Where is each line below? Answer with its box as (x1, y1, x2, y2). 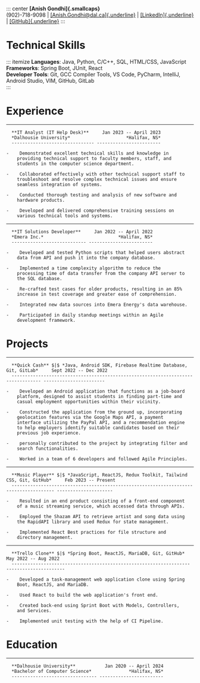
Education (6, 638, 58, 651)
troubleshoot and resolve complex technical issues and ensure (17, 176, 177, 182)
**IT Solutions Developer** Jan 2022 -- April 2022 (11, 228, 153, 234)
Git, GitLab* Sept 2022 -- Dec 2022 (6, 367, 108, 374)
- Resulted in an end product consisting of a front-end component (6, 498, 185, 504)
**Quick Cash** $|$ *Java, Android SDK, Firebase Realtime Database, (11, 362, 187, 368)
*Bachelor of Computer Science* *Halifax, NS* (11, 668, 164, 674)
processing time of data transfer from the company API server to (17, 270, 185, 276)
